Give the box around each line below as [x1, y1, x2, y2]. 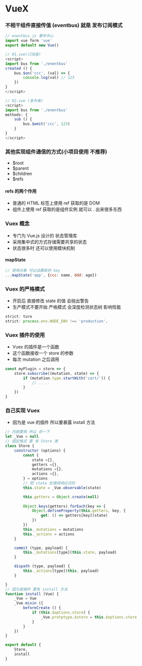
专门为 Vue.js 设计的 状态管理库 [12, 233, 77, 239]
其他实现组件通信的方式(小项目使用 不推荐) [5, 148, 108, 155]
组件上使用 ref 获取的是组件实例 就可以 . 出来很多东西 [12, 206, 122, 212]
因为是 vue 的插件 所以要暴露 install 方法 [12, 419, 96, 425]
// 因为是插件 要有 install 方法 [5, 587, 68, 592]
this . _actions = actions [23, 532, 75, 537]
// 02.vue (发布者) [5, 98, 43, 103]
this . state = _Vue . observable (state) [23, 485, 101, 490]
